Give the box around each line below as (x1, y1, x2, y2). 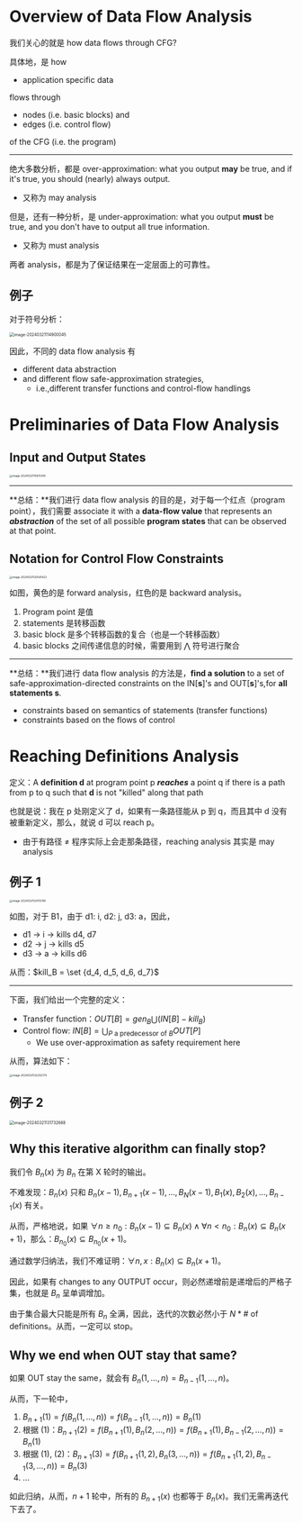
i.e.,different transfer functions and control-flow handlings (35, 383, 252, 394)
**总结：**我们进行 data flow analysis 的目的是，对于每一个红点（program (9, 494, 286, 505)
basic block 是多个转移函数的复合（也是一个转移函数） (22, 629, 226, 640)
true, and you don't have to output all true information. (9, 221, 210, 231)
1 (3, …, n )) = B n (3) (22, 1461, 88, 1473)
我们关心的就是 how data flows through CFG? (9, 37, 177, 48)
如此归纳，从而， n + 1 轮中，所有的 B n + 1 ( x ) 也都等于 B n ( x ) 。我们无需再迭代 (9, 1491, 289, 1503)
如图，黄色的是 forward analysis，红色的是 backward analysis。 (9, 587, 247, 598)
